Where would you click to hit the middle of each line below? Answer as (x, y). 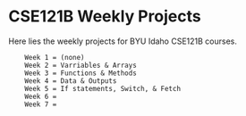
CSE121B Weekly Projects (105, 17)
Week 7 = (41, 104)
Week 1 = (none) (55, 57)
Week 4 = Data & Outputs (71, 81)
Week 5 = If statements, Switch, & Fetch (102, 88)
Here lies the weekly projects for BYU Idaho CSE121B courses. (123, 41)
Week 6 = (41, 96)
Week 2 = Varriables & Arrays (81, 65)
